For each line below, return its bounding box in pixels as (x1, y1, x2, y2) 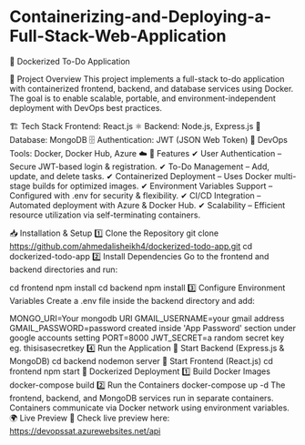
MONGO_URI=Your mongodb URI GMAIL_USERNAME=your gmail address (9, 312, 285, 324)
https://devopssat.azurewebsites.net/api (9, 425, 161, 436)
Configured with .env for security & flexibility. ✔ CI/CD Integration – (9, 189, 261, 201)
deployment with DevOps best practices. (9, 102, 162, 113)
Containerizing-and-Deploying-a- (9, 6, 271, 27)
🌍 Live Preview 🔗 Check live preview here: (9, 412, 170, 423)
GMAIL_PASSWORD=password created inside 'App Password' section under (9, 322, 297, 333)
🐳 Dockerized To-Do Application (9, 56, 130, 66)
